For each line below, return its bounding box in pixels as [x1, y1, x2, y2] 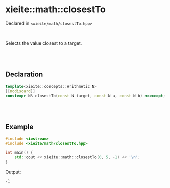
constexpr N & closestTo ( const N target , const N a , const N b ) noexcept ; [5, 93, 166, 98]
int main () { [5, 150, 33, 155]
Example [5, 122, 34, 131]
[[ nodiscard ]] [5, 88, 36, 94]
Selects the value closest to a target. [5, 40, 82, 46]
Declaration [5, 70, 43, 79]
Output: [5, 169, 21, 175]
